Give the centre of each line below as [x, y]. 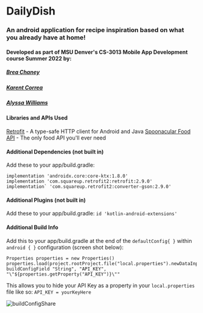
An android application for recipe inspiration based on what [95, 30]
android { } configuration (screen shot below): [65, 247]
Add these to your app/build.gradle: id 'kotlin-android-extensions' [92, 213]
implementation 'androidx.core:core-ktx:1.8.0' [67, 176]
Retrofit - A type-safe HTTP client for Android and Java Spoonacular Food [98, 132]
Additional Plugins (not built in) [46, 200]
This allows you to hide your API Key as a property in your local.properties [101, 285]
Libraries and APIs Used [37, 118]
